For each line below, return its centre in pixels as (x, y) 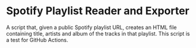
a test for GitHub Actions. (37, 40)
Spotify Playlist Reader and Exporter (98, 11)
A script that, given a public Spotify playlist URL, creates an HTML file (91, 27)
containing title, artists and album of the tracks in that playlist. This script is (98, 33)
